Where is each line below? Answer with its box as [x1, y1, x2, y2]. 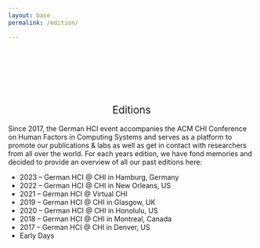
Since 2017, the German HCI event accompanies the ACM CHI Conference [8, 124, 247, 133]
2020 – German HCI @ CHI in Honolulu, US [19, 206, 158, 216]
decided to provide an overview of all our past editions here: [8, 158, 203, 167]
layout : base [8, 11, 51, 20]
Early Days [19, 231, 55, 240]
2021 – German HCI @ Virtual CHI [19, 189, 128, 199]
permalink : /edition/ [8, 19, 79, 27]
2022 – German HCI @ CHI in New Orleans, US [19, 181, 171, 191]
